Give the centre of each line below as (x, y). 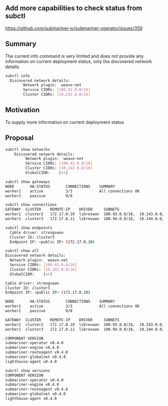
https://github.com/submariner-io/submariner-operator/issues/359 (74, 28)
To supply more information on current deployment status (64, 122)
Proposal (19, 138)
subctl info (17, 76)
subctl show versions (28, 370)
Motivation (22, 110)
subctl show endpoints (29, 228)
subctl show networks (28, 149)
